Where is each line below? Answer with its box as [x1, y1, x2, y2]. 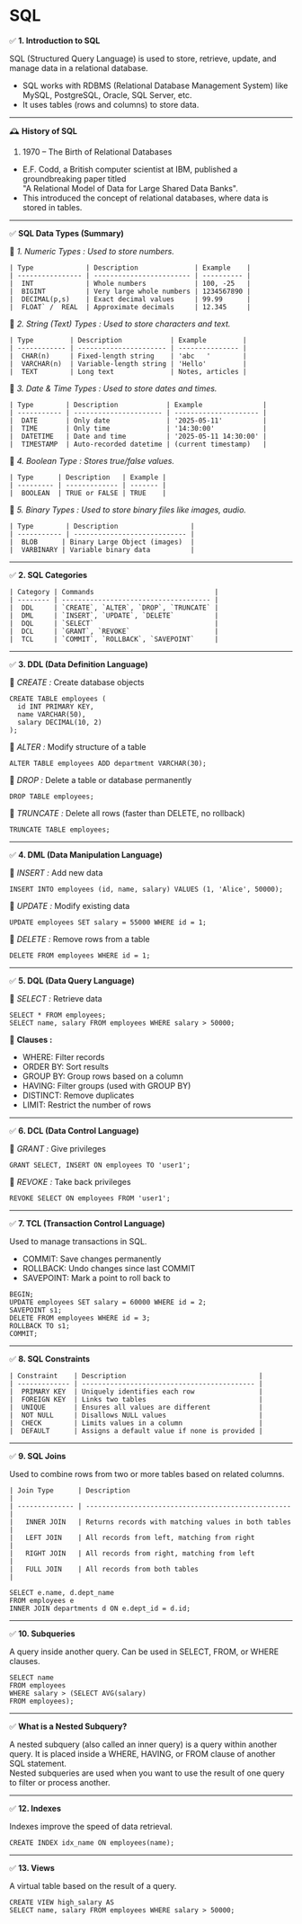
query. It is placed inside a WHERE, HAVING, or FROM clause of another [9, 1748, 276, 1759]
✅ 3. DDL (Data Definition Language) [9, 658, 148, 670]
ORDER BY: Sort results [22, 1061, 110, 1072]
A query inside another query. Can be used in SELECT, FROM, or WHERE [9, 1646, 280, 1657]
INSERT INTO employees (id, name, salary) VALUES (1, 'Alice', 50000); [9, 885, 283, 894]
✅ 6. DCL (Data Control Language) [9, 1125, 139, 1136]
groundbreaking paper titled [22, 173, 127, 184]
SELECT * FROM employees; [9, 1011, 106, 1020]
